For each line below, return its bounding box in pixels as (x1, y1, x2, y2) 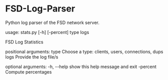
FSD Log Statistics (5, 38, 44, 45)
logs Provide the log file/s (5, 53, 59, 60)
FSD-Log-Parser (5, 3, 76, 14)
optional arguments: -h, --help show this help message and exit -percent (5, 63, 157, 69)
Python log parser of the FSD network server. (5, 19, 100, 25)
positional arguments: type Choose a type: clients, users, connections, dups (5, 48, 163, 54)
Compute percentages (5, 68, 52, 75)
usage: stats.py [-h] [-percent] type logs (5, 29, 89, 35)
